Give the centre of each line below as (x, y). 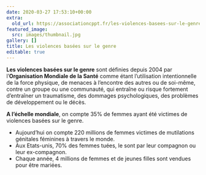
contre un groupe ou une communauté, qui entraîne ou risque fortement (97, 89)
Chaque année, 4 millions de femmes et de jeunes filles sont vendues (103, 158)
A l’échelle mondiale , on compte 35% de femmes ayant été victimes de (97, 114)
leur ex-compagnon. (41, 152)
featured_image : (27, 29)
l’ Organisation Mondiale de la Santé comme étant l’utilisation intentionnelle (102, 76)
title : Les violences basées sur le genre (61, 47)
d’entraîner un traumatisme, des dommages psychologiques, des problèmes (102, 95)
